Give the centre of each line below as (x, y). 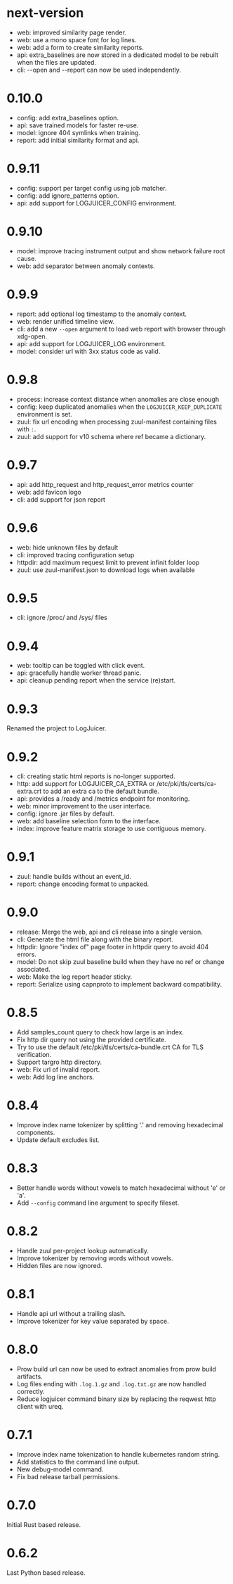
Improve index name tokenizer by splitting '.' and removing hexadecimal (120, 1125)
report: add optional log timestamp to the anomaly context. (102, 314)
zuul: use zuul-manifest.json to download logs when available (106, 570)
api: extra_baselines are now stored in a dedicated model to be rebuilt (118, 55)
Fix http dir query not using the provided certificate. (91, 1040)
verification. (34, 1055)
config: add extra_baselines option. (68, 118)
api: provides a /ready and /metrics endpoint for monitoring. (103, 799)
